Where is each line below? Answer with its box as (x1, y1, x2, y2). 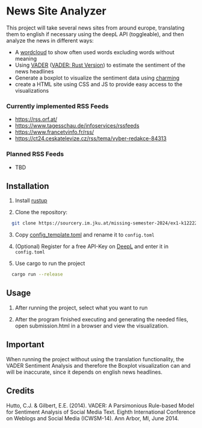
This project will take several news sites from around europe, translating (6, 24, 185, 31)
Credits (6, 386, 35, 396)
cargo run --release (11, 271, 63, 278)
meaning (14, 55, 37, 62)
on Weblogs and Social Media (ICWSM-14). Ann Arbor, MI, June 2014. (6, 414, 179, 422)
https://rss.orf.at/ (14, 116, 58, 123)
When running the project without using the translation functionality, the (6, 355, 185, 362)
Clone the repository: (14, 209, 68, 216)
